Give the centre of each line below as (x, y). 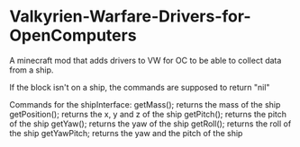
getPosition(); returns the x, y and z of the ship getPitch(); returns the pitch (148, 114)
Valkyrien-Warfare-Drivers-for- (130, 17)
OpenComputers (73, 35)
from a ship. (32, 70)
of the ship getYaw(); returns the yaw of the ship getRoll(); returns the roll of (150, 124)
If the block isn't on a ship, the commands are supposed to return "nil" (140, 87)
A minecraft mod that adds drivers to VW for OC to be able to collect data (145, 60)
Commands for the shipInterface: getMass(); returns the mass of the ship (145, 104)
